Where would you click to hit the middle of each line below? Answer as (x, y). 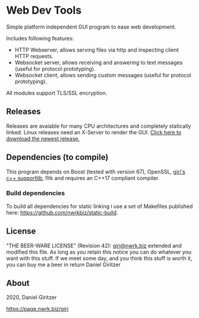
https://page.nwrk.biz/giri (37, 309)
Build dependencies (36, 193)
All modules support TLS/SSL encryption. (57, 93)
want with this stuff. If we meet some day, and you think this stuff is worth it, (99, 258)
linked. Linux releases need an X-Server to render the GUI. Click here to (94, 132)
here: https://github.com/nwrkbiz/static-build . (62, 212)
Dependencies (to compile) (57, 157)
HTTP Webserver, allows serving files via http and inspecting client (97, 50)
